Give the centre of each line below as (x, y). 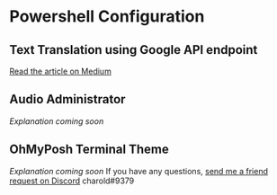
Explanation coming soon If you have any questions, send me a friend (138, 171)
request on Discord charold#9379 (72, 181)
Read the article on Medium (61, 71)
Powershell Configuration (107, 17)
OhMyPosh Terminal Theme (89, 150)
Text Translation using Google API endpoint (134, 50)
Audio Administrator (67, 99)
